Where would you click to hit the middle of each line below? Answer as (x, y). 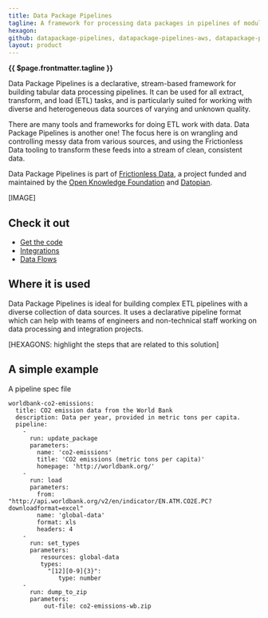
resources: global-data (80, 557)
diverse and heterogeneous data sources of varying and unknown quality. (130, 109)
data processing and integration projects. (76, 329)
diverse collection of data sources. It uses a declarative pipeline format (125, 311)
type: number (80, 578)
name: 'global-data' (71, 515)
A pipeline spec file (40, 389)
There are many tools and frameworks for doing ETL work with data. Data (129, 125)
